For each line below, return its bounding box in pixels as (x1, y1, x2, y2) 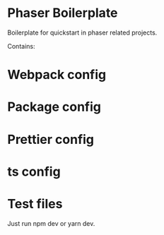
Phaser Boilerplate (7, 5, 118, 21)
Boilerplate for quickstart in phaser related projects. (7, 28, 158, 37)
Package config (7, 99, 101, 115)
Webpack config (7, 67, 107, 83)
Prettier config (7, 131, 94, 147)
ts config (7, 164, 61, 179)
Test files (7, 195, 63, 212)
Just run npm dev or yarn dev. (7, 219, 95, 227)
